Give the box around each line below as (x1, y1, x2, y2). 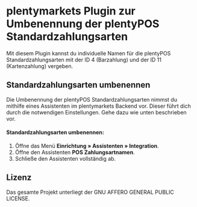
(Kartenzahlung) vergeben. (6, 62, 73, 70)
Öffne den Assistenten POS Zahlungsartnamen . (14, 149, 135, 156)
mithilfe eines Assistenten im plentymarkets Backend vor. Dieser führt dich (6, 102, 192, 110)
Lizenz (6, 173, 32, 183)
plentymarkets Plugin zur (6, 4, 136, 18)
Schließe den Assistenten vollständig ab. (14, 155, 116, 162)
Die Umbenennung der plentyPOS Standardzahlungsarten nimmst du (6, 96, 178, 103)
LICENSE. (6, 194, 30, 202)
